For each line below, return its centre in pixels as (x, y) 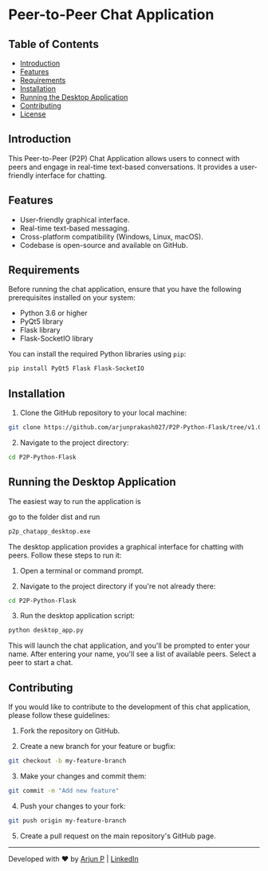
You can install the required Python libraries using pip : (97, 354)
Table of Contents (54, 44)
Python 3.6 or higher (53, 313)
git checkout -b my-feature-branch (67, 761)
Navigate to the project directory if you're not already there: (118, 586)
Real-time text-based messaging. (75, 228)
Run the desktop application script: (77, 616)
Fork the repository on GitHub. (70, 731)
